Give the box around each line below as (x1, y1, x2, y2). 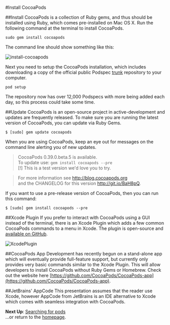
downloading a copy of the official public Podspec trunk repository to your (5, 69, 162, 75)
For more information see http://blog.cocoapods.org (17, 175, 128, 181)
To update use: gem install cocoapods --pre (17, 160, 112, 165)
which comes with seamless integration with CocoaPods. (5, 299, 126, 305)
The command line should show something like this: (5, 44, 114, 50)
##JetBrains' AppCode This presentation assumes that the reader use (5, 288, 153, 294)
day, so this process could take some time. (5, 99, 95, 105)
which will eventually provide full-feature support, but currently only (5, 256, 149, 262)
